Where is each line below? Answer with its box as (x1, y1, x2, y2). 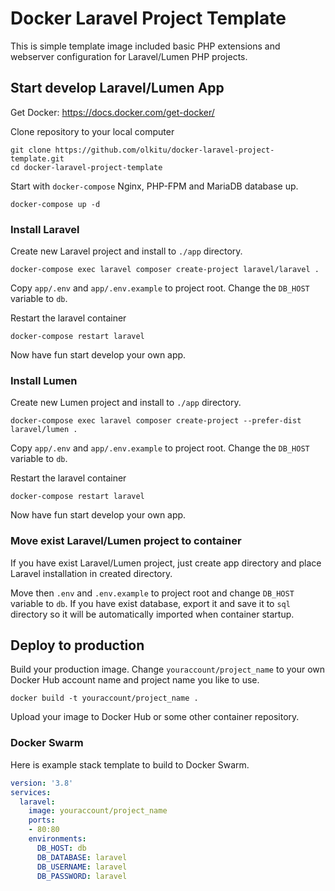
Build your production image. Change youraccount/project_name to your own (10, 663, 326, 676)
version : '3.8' (10, 778, 74, 788)
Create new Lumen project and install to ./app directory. (10, 397, 242, 409)
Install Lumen (10, 373, 78, 387)
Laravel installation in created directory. (10, 567, 173, 579)
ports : (28, 815, 56, 826)
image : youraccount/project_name (28, 806, 168, 816)
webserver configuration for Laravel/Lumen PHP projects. (10, 50, 248, 62)
